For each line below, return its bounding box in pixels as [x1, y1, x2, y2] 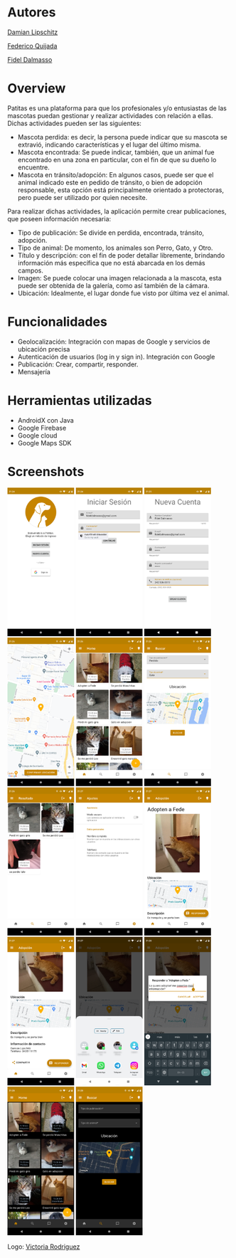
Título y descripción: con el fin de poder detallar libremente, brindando [17, 250, 225, 260]
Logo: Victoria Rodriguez [7, 1242, 80, 1251]
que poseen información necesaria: [7, 214, 112, 223]
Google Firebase [17, 423, 67, 432]
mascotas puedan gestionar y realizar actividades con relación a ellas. [7, 111, 213, 120]
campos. [17, 266, 44, 275]
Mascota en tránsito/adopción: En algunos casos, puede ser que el [17, 170, 214, 179]
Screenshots [7, 463, 85, 480]
